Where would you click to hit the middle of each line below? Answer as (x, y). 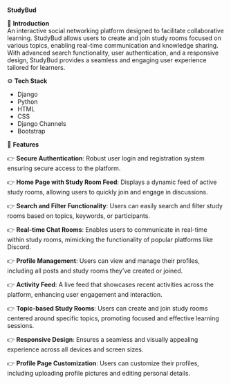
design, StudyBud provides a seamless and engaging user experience (107, 60)
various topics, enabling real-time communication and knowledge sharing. (113, 45)
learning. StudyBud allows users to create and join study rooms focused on (114, 38)
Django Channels (42, 124)
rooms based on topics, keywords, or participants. (79, 216)
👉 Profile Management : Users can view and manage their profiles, (104, 261)
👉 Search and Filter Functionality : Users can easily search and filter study (115, 206)
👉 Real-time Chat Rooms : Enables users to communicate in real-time (107, 230)
